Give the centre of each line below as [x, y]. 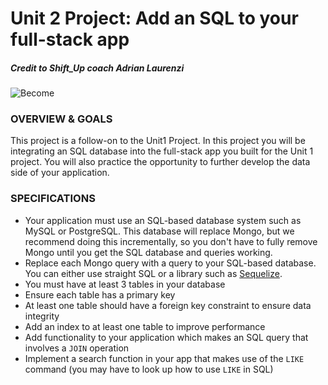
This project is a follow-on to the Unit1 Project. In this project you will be [158, 141]
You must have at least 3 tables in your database [125, 284]
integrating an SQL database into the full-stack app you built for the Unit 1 [162, 151]
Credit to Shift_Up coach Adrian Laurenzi [97, 68]
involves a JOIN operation [77, 348]
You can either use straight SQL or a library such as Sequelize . [153, 273]
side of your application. [60, 173]
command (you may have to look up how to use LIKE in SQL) [149, 369]
